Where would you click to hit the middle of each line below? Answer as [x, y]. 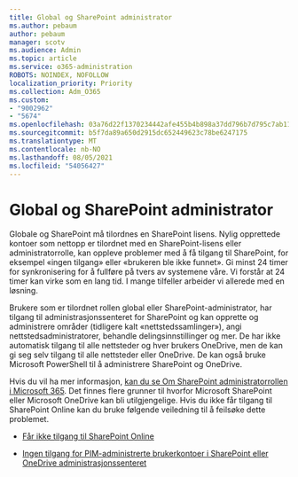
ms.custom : [29, 100]
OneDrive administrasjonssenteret [84, 463]
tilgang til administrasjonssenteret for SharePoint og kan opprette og [134, 317]
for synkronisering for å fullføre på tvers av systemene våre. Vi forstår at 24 [147, 272]
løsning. [24, 291]
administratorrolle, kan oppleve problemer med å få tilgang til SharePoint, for [149, 253]
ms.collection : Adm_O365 [55, 91]
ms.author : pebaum [43, 26]
